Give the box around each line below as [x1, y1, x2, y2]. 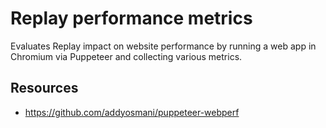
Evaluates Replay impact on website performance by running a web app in [10, 40, 317, 52]
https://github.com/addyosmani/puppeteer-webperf [24, 106, 240, 118]
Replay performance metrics [10, 7, 253, 30]
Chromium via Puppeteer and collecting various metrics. [10, 50, 243, 62]
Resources [10, 80, 79, 97]
